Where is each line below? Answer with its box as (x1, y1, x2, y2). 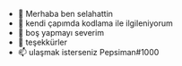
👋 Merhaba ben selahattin (17, 9, 114, 19)
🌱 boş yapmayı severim (17, 28, 105, 37)
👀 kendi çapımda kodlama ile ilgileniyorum (17, 18, 173, 29)
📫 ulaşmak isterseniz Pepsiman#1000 (17, 47, 160, 57)
